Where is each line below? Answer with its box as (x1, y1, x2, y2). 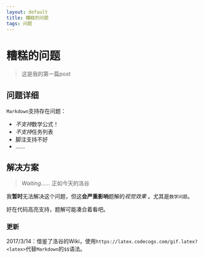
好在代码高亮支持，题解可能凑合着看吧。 (6, 205, 109, 213)
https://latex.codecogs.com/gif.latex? (95, 239, 198, 245)
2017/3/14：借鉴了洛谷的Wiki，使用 (6, 238, 96, 245)
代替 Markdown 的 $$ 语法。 (25, 245, 86, 252)
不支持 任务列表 (15, 128, 53, 136)
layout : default (6, 9, 48, 15)
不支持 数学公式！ (15, 120, 59, 128)
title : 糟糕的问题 (6, 15, 49, 21)
